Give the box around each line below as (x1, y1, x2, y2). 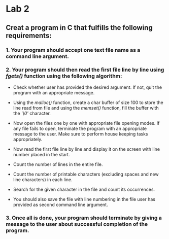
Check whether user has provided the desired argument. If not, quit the (13, 84, 162, 90)
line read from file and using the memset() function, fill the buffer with (13, 105, 159, 111)
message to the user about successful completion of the (6, 220, 148, 227)
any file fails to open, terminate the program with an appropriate (13, 125, 147, 131)
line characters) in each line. (13, 176, 73, 183)
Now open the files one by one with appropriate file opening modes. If (13, 120, 160, 126)
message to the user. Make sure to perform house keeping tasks (13, 130, 148, 137)
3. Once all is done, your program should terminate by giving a (6, 214, 162, 221)
